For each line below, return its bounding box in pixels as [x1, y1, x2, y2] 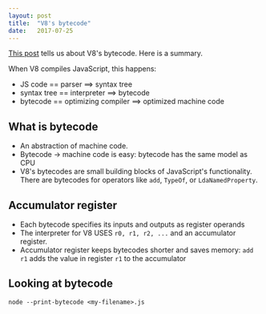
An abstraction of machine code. [19, 141, 128, 151]
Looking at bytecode [8, 277, 114, 291]
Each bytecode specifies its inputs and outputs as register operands [19, 219, 245, 229]
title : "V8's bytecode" [8, 19, 91, 27]
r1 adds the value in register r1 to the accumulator [19, 254, 187, 263]
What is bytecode [8, 119, 99, 133]
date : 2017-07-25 [8, 26, 74, 34]
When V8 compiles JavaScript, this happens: [8, 64, 157, 74]
